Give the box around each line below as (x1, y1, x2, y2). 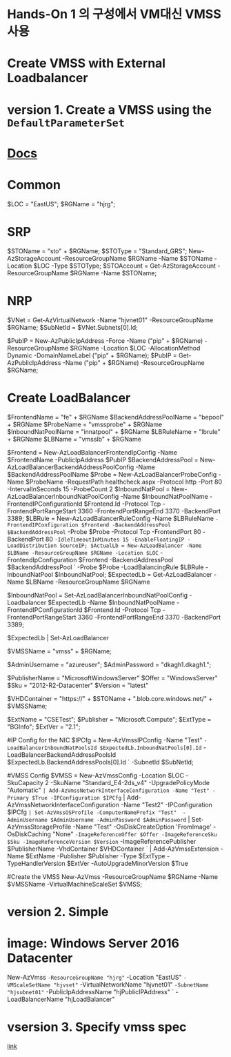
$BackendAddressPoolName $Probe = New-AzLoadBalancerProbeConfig (7, 470, 217, 478)
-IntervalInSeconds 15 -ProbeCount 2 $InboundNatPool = (7, 484, 170, 493)
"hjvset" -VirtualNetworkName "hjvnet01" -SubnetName (53, 980, 209, 989)
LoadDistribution (7, 542, 57, 549)
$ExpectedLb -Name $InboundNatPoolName (48, 598, 175, 606)
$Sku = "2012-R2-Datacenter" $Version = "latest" (7, 681, 149, 689)
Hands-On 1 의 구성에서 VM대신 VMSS (7, 6, 222, 22)
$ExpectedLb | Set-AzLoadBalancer (7, 633, 109, 642)
